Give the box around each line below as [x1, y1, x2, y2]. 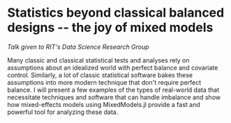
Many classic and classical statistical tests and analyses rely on [7, 56, 190, 64]
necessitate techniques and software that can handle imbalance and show [7, 92, 221, 101]
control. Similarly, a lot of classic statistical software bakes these [7, 71, 193, 79]
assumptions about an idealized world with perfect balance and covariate [7, 63, 218, 72]
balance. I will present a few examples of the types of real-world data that [7, 85, 220, 94]
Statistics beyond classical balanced [7, 5, 225, 21]
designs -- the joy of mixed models [7, 19, 214, 35]
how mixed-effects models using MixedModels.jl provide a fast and [7, 100, 200, 108]
